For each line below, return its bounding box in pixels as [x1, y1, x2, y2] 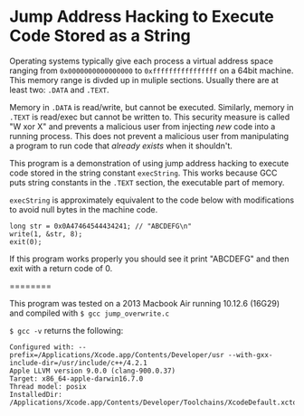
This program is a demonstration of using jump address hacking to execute [9, 157, 290, 168]
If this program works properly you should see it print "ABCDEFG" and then [9, 253, 290, 264]
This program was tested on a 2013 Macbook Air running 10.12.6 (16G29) [9, 298, 280, 308]
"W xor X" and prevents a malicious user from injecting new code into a [9, 120, 276, 132]
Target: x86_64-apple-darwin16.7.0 [9, 373, 144, 383]
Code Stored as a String [9, 25, 192, 46]
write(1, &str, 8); [9, 229, 83, 239]
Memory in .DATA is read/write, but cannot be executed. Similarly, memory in [9, 101, 294, 112]
